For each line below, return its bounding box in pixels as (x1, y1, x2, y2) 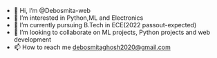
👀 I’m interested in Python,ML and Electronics (13, 14, 144, 22)
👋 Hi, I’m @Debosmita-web (13, 7, 91, 14)
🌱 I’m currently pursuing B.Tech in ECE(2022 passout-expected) (13, 21, 197, 29)
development (13, 35, 52, 44)
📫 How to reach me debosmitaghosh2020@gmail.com (13, 43, 171, 51)
